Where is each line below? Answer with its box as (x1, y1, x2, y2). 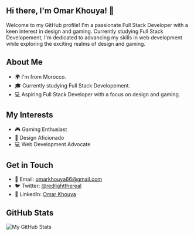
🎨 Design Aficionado (14, 134, 64, 141)
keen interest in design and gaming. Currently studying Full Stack (6, 28, 164, 35)
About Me (6, 57, 43, 68)
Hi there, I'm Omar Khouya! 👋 (6, 6, 114, 16)
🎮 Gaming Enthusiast (14, 126, 67, 133)
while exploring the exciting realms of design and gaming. (6, 40, 145, 47)
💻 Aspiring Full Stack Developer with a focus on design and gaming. (14, 90, 181, 97)
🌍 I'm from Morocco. (14, 73, 66, 80)
